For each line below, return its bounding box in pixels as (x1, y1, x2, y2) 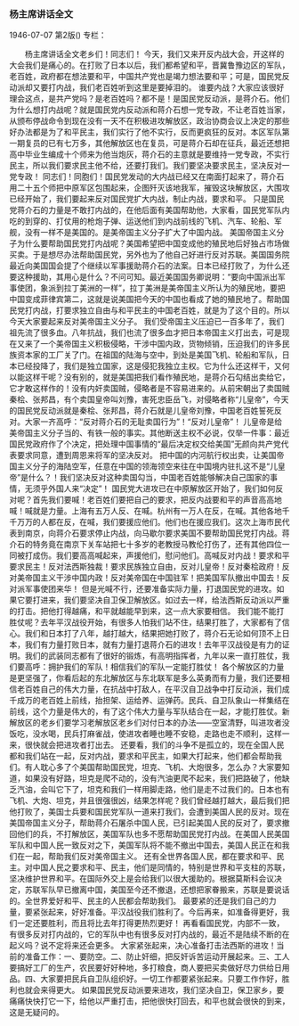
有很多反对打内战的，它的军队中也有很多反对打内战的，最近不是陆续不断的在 (9, 929, 290, 940)
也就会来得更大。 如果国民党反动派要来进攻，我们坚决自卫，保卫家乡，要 (16, 985, 285, 996)
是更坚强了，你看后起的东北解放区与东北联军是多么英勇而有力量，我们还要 (9, 673, 282, 684)
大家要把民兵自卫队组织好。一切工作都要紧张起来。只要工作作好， (39, 973, 282, 984)
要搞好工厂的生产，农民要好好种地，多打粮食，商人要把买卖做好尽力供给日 (9, 963, 282, 973)
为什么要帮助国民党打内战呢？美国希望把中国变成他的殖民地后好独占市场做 (16, 238, 290, 249)
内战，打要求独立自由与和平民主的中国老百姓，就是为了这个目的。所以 (32, 305, 290, 316)
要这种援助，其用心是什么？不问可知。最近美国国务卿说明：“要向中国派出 (9, 272, 279, 283)
